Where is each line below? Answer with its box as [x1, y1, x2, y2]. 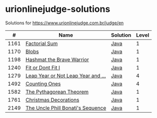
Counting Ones [25, 80, 61, 87]
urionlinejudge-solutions [5, 3, 111, 15]
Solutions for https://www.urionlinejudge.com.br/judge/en [5, 20, 124, 26]
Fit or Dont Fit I [25, 64, 60, 71]
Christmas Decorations [25, 96, 80, 103]
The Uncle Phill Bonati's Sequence [25, 104, 106, 111]
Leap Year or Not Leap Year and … [25, 72, 106, 79]
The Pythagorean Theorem [25, 88, 89, 95]
